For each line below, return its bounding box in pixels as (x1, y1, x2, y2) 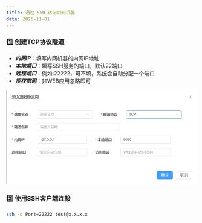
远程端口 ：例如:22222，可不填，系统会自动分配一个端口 (15, 69, 155, 77)
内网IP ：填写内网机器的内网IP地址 (15, 54, 100, 61)
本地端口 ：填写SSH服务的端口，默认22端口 (15, 62, 123, 69)
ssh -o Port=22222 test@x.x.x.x (6, 211, 88, 217)
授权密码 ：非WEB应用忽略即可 (15, 77, 91, 84)
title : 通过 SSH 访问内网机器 (6, 10, 76, 16)
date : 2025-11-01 (6, 16, 50, 22)
